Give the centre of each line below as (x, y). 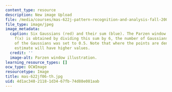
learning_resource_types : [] (36, 62)
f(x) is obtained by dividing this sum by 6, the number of (80, 39)
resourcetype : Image (27, 72)
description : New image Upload (39, 15)
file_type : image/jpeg (29, 24)
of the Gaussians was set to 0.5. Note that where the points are (87, 43)
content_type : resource (31, 10)
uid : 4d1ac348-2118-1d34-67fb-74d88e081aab (52, 81)
